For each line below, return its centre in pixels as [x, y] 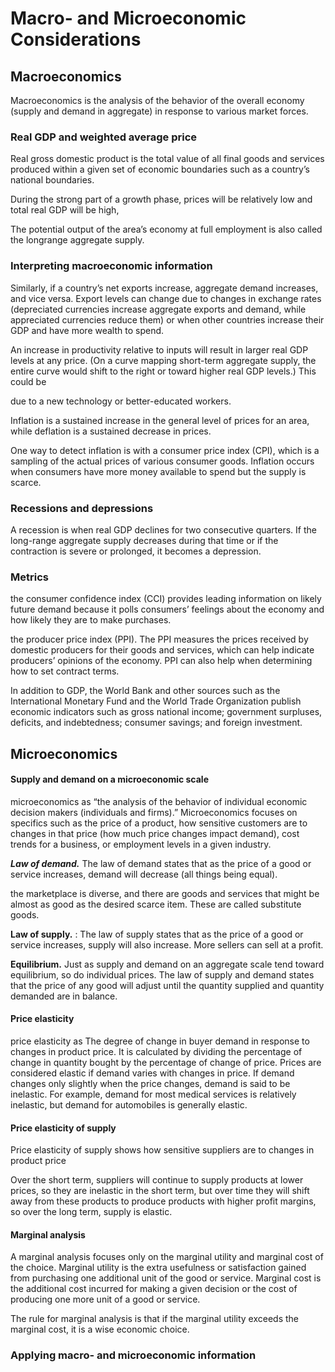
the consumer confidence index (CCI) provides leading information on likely [166, 599]
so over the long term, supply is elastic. [91, 1212]
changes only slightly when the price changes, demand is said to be [150, 1083]
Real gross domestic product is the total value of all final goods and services [167, 159]
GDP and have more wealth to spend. [87, 330]
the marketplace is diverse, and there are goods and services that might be [165, 893]
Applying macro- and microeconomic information [133, 1355]
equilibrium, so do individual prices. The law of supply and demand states [162, 974]
